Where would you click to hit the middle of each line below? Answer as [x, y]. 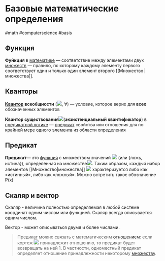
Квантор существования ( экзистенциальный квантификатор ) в [76, 119]
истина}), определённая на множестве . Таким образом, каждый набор [82, 164]
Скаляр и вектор [32, 195]
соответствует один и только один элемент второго [60, 71]
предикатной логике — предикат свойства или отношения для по [74, 124]
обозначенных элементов [33, 109]
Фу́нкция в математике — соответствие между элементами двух [75, 60]
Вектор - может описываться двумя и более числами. [62, 227]
